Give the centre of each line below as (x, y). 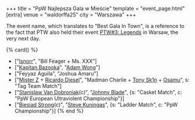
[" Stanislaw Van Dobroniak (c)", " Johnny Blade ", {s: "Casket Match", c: (98, 92)
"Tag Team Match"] (38, 86)
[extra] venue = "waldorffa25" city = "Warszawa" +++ (71, 15)
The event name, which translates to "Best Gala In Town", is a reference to (95, 26)
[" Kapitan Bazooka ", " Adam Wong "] (57, 67)
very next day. (23, 38)
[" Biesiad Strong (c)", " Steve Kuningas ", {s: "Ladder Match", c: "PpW (96, 104)
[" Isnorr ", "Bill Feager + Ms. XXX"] (56, 61)
